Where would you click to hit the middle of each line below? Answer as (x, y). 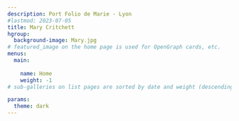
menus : (17, 54)
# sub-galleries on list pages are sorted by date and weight (101, 87)
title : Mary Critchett (41, 27)
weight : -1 (36, 80)
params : (19, 100)
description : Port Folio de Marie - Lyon (70, 14)
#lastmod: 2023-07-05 (39, 21)
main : (22, 60)
